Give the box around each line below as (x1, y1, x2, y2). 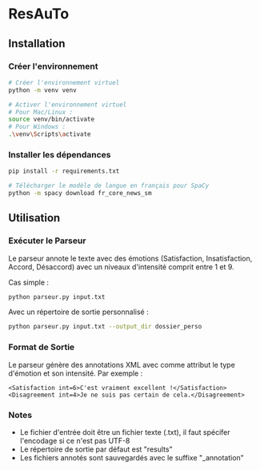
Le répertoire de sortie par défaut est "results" (19, 444, 174, 454)
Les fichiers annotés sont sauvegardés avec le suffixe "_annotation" (19, 452, 244, 462)
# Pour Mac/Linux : (8, 108, 74, 116)
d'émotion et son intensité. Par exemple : (8, 368, 143, 378)
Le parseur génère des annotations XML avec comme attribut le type (8, 360, 236, 369)
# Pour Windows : (8, 123, 66, 131)
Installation (8, 37, 66, 50)
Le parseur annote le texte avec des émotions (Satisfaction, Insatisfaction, (8, 253, 253, 263)
